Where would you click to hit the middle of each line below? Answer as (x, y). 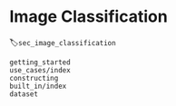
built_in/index (38, 86)
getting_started (40, 62)
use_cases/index (40, 70)
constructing (34, 78)
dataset (24, 94)
